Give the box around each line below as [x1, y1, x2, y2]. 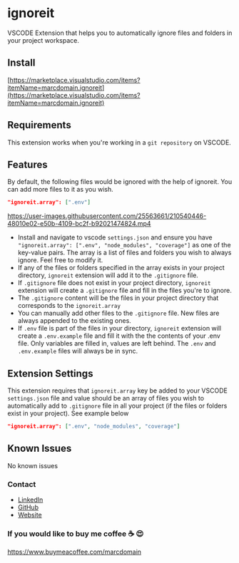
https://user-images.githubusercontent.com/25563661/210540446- [7, 212, 207, 220]
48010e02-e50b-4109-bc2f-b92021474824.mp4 [7, 219, 151, 228]
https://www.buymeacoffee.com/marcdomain [7, 547, 141, 557]
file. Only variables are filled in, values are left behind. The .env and [17, 339, 216, 348]
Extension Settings [7, 367, 93, 379]
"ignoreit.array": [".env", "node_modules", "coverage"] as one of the [17, 241, 231, 249]
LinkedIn [17, 495, 44, 504]
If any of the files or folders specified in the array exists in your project [17, 264, 225, 272]
